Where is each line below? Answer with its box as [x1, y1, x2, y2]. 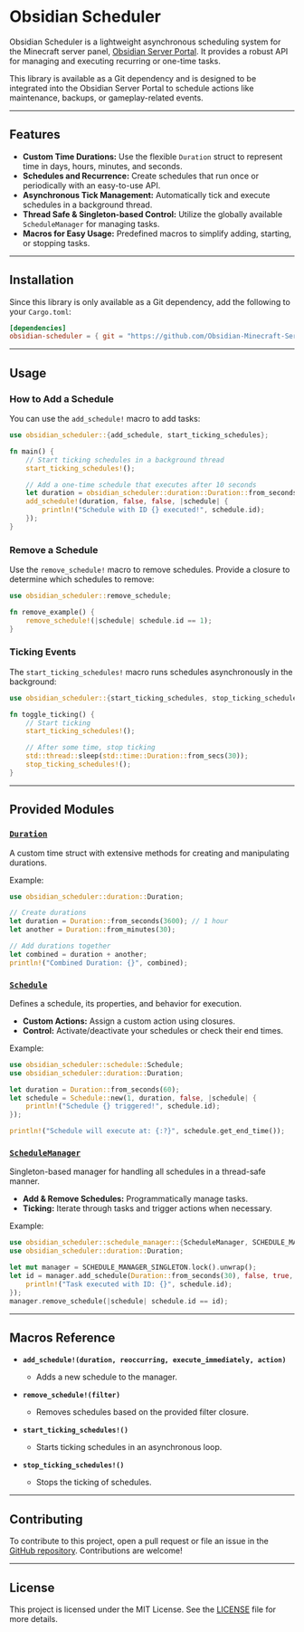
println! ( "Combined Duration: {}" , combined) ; [9, 958, 188, 968]
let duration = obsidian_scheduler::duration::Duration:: [25, 489, 249, 498]
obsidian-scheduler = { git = [9, 332, 124, 341]
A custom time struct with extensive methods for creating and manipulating [9, 847, 290, 858]
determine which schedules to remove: [9, 574, 155, 585]
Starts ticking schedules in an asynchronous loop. [35, 1442, 223, 1453]
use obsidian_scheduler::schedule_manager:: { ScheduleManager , [9, 1238, 249, 1247]
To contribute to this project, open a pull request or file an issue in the [9, 1536, 269, 1547]
